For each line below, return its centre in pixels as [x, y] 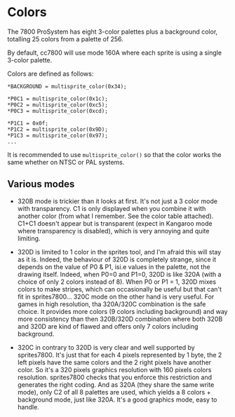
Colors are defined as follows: [51, 74]
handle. [28, 406]
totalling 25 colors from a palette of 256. [66, 39]
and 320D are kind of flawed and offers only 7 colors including [108, 326]
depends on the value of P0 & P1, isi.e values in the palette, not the [114, 266]
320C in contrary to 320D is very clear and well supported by [106, 347]
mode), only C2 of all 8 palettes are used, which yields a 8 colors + [114, 392]
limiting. [29, 238]
